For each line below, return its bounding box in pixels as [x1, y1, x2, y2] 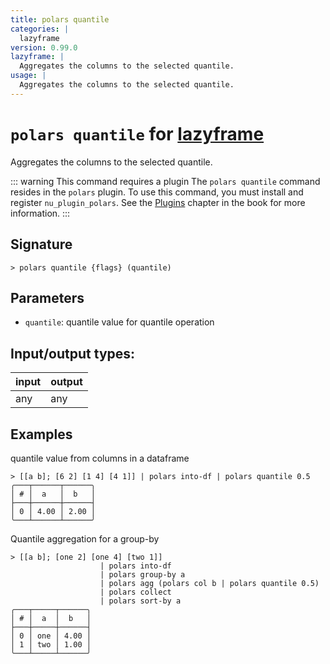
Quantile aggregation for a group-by [10, 532, 160, 545]
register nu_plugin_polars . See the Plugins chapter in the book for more [10, 196, 306, 208]
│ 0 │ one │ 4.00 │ [10, 631, 92, 641]
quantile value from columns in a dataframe [10, 452, 190, 464]
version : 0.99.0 [10, 42, 78, 53]
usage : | [10, 71, 47, 81]
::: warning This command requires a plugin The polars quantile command [10, 175, 321, 187]
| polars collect [99, 587, 172, 597]
